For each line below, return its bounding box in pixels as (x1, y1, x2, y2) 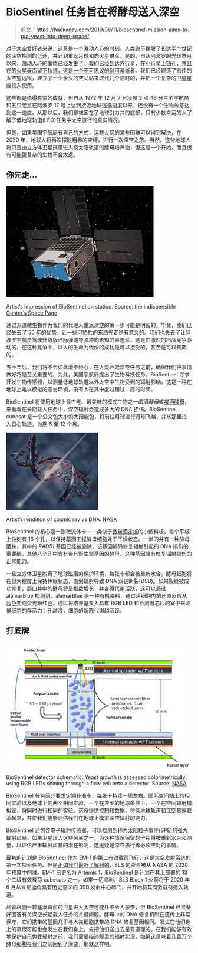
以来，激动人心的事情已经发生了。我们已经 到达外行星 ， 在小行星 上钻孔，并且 (6, 60, 192, 67)
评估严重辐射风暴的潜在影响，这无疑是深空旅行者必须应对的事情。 (21, 841, 181, 849)
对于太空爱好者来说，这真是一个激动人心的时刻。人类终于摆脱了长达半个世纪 (6, 45, 192, 52)
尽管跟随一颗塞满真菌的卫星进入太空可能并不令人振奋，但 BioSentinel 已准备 (6, 903, 192, 911)
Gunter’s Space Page (6, 309, 58, 316)
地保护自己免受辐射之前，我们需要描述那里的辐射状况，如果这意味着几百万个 (6, 933, 192, 940)
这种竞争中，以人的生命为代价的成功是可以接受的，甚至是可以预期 (26, 343, 187, 351)
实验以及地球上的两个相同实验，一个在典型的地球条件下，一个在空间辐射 (11, 800, 187, 807)
